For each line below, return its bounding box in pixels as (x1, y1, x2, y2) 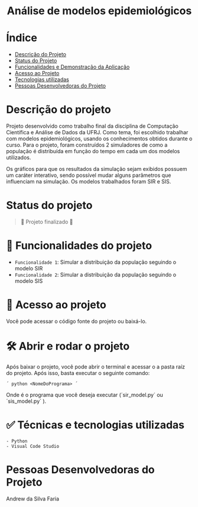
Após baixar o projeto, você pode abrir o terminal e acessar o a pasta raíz (6, 363, 185, 370)
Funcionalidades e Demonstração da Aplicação (14, 63, 130, 70)
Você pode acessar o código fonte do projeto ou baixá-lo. (6, 318, 147, 325)
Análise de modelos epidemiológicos (7, 4, 192, 18)
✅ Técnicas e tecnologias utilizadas (6, 418, 185, 431)
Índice (6, 31, 37, 45)
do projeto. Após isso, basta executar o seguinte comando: (6, 369, 150, 376)
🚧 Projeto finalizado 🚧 (20, 218, 73, 225)
